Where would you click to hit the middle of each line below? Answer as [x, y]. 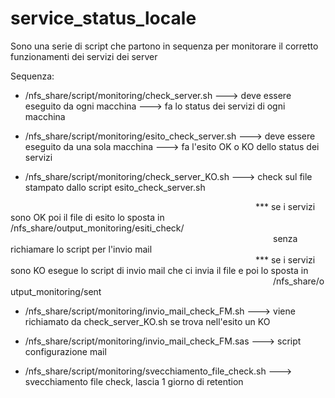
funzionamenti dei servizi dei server [84, 56]
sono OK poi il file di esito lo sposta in [87, 217]
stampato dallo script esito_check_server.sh [115, 187]
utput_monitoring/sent [56, 291]
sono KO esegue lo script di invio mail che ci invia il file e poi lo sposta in [159, 270]
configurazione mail [65, 351]
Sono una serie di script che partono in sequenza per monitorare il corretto [164, 46]
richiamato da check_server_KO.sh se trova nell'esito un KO [147, 321]
